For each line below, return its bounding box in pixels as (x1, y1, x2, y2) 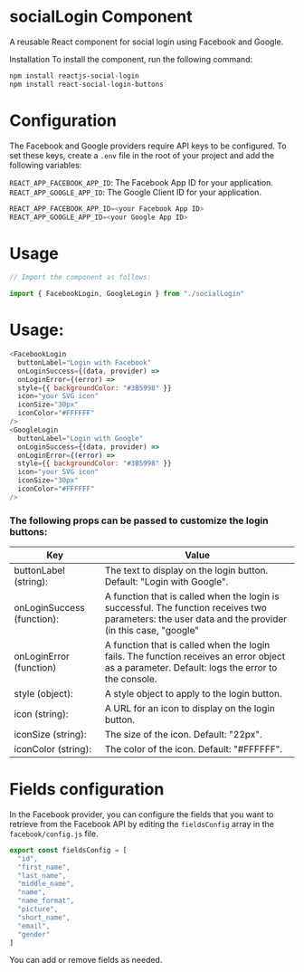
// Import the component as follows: (9, 273, 152, 282)
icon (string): (14, 708, 70, 720)
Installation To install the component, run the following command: (9, 53, 253, 64)
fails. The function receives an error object (104, 650, 286, 662)
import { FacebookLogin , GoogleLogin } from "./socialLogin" (9, 290, 245, 299)
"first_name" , (17, 862, 71, 872)
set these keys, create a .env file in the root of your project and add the (9, 149, 274, 160)
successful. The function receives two (104, 602, 267, 615)
